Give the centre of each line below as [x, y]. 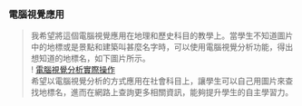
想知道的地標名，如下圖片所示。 [90, 58]
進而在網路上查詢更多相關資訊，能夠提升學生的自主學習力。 [182, 92]
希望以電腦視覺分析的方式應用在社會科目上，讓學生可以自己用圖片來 [158, 81]
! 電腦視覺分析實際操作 [73, 70]
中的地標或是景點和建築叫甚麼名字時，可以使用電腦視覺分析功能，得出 [162, 47]
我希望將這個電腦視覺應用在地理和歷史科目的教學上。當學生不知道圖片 [162, 36]
